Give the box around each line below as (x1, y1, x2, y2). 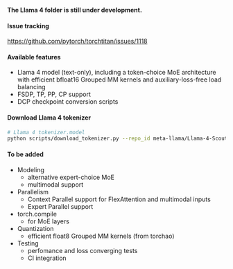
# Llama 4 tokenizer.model (7, 129, 85, 136)
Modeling (17, 165, 45, 174)
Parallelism (17, 187, 49, 196)
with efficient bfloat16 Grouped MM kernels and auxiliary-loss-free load (17, 75, 222, 84)
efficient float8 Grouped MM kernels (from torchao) (27, 232, 175, 240)
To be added (7, 150, 44, 158)
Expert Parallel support (27, 202, 94, 210)
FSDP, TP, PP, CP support (17, 90, 92, 99)
